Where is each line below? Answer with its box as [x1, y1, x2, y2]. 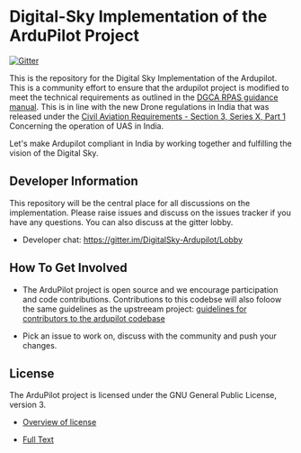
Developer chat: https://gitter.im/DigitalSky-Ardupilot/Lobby [22, 234, 243, 245]
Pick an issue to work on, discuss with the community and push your [22, 331, 277, 341]
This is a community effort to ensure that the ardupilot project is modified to [9, 82, 289, 93]
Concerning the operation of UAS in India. [9, 120, 164, 131]
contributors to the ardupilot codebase [22, 313, 166, 323]
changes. [22, 340, 58, 350]
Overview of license [22, 417, 97, 428]
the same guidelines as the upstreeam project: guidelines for [22, 304, 247, 314]
